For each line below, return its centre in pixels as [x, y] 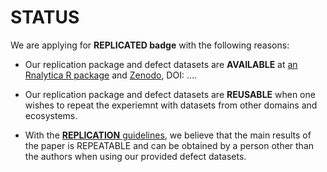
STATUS [45, 17]
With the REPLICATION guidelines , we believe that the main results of [168, 135]
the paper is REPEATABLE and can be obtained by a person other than [169, 145]
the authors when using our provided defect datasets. [135, 156]
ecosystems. [51, 115]
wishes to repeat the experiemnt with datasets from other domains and [171, 105]
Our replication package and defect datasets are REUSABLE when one [170, 94]
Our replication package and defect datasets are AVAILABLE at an [161, 64]
